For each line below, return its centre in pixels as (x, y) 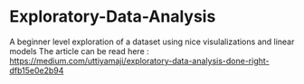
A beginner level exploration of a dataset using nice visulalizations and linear (152, 42)
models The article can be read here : (79, 51)
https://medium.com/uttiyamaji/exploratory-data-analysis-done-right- (139, 61)
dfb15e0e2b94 (37, 70)
